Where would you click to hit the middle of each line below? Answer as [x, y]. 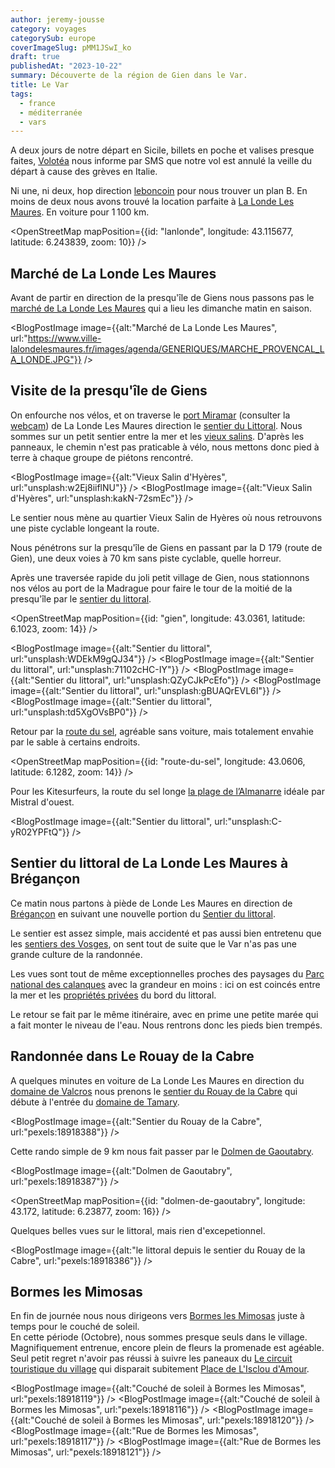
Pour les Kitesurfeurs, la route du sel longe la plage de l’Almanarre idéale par [168, 791]
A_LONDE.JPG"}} [46, 360]
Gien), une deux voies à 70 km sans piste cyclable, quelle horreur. [146, 558]
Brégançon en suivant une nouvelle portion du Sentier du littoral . [143, 913]
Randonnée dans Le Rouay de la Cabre [132, 1056]
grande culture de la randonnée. [76, 954]
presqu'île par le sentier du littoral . [81, 598]
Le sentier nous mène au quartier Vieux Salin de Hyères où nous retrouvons [166, 517]
